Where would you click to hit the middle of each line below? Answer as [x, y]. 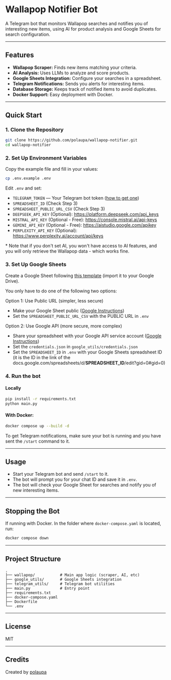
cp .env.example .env [28, 179]
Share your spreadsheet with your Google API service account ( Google [87, 336]
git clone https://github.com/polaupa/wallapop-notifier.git [72, 140]
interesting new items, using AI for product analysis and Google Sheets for [83, 29]
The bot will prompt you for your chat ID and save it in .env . [75, 479]
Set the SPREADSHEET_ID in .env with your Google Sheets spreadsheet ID [87, 352]
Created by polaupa [26, 672]
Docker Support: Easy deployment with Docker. [63, 94]
